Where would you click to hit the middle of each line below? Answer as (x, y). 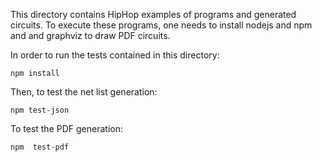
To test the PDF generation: (66, 128)
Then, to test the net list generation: (84, 92)
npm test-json (40, 110)
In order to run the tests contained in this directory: (115, 55)
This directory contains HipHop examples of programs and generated (153, 14)
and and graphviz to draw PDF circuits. (90, 35)
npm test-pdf (40, 147)
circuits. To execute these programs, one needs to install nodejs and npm (161, 25)
